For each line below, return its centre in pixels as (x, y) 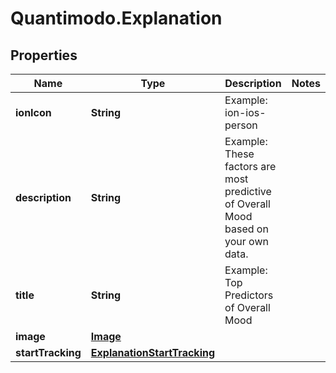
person (241, 125)
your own (246, 241)
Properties (44, 55)
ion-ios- (245, 112)
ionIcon (33, 112)
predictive (248, 191)
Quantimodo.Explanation (116, 18)
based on (246, 229)
